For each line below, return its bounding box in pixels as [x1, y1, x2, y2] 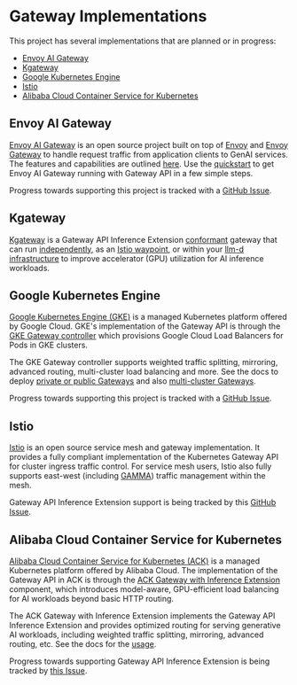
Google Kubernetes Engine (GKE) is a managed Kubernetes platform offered [9, 312, 288, 323]
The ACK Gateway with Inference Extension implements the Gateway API [9, 611, 276, 621]
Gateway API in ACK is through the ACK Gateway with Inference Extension [9, 574, 281, 585]
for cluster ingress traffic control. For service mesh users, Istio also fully [9, 461, 272, 471]
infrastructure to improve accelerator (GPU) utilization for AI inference [9, 253, 264, 263]
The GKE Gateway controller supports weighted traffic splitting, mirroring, [9, 357, 278, 368]
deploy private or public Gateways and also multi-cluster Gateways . [9, 376, 257, 386]
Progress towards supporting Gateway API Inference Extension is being [9, 656, 270, 666]
